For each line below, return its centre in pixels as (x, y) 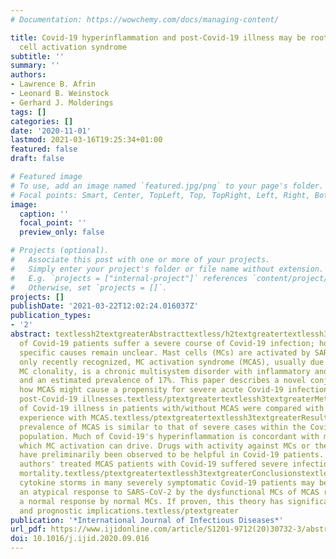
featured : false (44, 149)
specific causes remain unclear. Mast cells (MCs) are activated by (165, 352)
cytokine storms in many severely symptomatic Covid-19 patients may (167, 483)
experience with (53, 417)
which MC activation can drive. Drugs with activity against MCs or (165, 446)
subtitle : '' (37, 56)
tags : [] (28, 112)
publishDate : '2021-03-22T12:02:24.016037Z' (104, 306)
